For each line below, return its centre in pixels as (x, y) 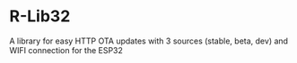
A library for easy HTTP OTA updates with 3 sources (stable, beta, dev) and (149, 41)
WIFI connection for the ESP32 (66, 50)
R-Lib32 (40, 16)
